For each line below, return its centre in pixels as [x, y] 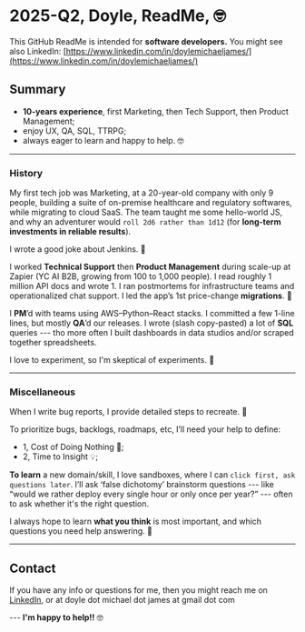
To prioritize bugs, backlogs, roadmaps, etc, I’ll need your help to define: [145, 429]
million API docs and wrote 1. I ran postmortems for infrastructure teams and [152, 286]
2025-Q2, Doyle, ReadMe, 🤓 [118, 16]
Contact [33, 568]
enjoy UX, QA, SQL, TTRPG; [74, 130]
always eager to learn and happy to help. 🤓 [103, 140]
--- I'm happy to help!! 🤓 [56, 617]
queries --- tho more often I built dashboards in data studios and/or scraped [152, 333]
